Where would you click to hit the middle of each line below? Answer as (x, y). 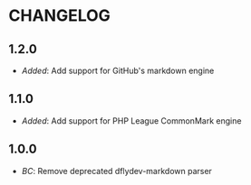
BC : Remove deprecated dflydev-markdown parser (116, 171)
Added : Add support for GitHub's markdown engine (118, 70)
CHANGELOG (59, 16)
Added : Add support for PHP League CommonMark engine (131, 120)
